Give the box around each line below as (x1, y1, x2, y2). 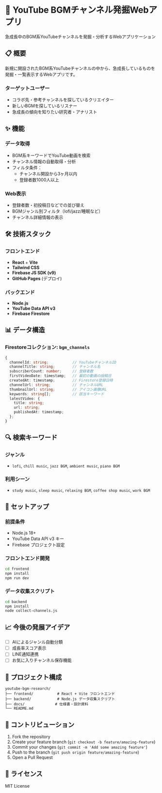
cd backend (5, 599, 27, 604)
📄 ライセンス (5, 770, 43, 778)
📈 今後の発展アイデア (5, 623, 70, 631)
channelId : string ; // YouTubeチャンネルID (9, 360, 116, 365)
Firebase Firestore (12, 310, 50, 317)
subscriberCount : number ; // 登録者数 (9, 369, 94, 374)
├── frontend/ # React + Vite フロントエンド (5, 692, 115, 696)
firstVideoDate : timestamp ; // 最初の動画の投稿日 (9, 373, 112, 378)
